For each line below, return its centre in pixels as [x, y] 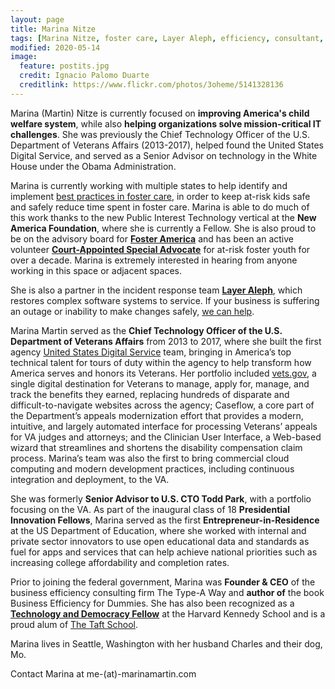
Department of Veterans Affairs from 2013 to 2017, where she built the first [166, 341]
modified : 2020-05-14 [55, 47]
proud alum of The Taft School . [74, 624]
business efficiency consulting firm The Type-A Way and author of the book [167, 592]
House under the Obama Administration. [93, 166]
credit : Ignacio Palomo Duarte [84, 76]
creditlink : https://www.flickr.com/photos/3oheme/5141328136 [151, 85]
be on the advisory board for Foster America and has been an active [152, 238]
